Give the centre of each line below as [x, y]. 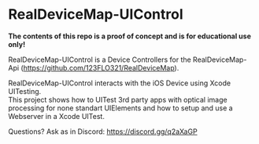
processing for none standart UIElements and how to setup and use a [121, 108]
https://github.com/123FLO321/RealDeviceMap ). [101, 67]
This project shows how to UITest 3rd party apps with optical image [118, 99]
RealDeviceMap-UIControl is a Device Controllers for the [100, 59]
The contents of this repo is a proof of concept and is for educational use [130, 36]
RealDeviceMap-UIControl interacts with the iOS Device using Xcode [119, 83]
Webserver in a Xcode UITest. [56, 116]
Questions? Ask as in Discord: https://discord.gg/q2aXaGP [103, 131]
